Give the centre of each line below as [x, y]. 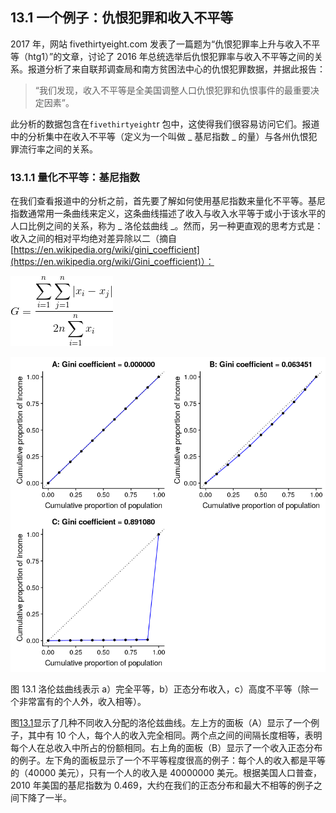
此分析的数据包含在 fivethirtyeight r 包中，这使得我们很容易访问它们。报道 [165, 124]
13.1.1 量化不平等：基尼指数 [75, 177]
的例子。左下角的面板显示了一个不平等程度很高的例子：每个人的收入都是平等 [168, 760]
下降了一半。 [45, 798]
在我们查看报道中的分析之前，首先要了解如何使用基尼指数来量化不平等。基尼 [168, 201]
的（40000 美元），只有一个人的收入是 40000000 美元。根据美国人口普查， [166, 773]
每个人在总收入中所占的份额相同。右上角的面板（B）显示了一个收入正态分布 [166, 748]
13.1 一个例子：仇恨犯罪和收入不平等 [122, 18]
